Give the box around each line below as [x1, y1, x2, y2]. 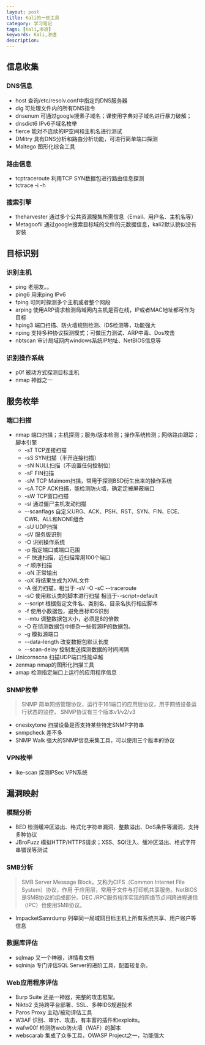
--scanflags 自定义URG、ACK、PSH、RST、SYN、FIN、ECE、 [24, 507, 184, 515]
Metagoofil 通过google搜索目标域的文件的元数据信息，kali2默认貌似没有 [15, 221, 197, 228]
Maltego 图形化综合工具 [15, 142, 75, 150]
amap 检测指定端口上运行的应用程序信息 [15, 668, 117, 676]
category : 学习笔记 [6, 20, 53, 26]
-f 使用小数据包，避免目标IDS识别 [24, 607, 109, 614]
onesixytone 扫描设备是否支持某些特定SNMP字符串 [15, 721, 144, 729]
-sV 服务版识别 [24, 530, 62, 538]
